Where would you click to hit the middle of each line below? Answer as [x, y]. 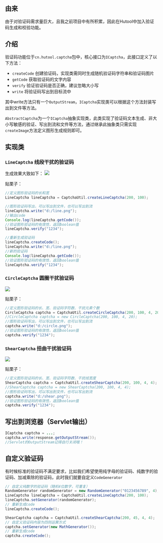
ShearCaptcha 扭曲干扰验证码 [38, 348]
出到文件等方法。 [22, 108]
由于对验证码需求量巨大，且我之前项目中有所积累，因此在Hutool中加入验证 [80, 21]
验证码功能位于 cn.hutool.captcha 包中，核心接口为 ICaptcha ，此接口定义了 [79, 57]
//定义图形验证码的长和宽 [27, 193]
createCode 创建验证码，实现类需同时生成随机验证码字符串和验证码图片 [83, 73]
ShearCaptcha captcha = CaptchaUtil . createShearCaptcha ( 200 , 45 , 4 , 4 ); [80, 518]
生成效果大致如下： [24, 173]
